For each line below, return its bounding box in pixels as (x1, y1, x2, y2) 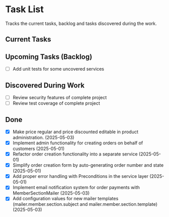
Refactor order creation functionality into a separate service (12, 151, 138, 157)
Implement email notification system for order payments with (12, 184, 140, 191)
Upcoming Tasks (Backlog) (5, 52, 92, 61)
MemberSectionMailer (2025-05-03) (12, 190, 90, 196)
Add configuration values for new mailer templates (12, 196, 119, 202)
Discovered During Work (5, 81, 85, 89)
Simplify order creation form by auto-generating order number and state (12, 162, 164, 168)
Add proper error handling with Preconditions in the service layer (12, 173, 149, 179)
